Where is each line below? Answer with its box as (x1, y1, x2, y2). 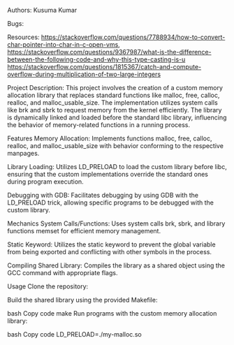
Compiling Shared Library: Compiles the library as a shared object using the (7, 261, 226, 270)
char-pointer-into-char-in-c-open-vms (7, 41, 119, 48)
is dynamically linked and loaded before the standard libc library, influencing (7, 113, 227, 122)
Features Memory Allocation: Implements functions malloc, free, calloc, (7, 134, 212, 142)
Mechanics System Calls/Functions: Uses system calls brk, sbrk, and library (7, 219, 226, 228)
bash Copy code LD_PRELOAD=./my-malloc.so (7, 330, 142, 338)
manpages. (7, 149, 40, 157)
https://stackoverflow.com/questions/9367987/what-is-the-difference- (7, 48, 212, 56)
